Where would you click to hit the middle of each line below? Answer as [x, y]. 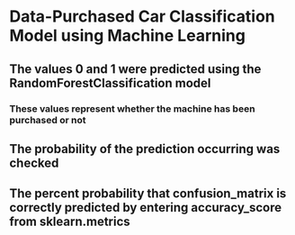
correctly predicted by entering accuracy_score [146, 208]
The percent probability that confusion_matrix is [148, 194]
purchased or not [48, 120]
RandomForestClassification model [110, 83]
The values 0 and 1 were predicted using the [135, 69]
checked [34, 163]
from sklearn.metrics [70, 222]
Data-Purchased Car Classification [143, 17]
